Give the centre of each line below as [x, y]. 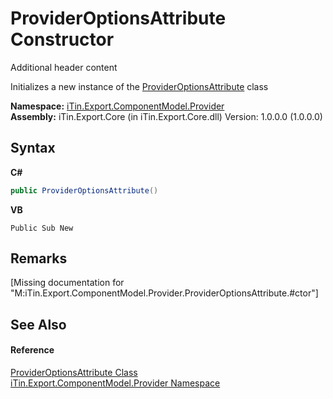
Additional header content [64, 67]
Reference [32, 350]
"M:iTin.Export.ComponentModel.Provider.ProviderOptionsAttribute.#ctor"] [164, 293]
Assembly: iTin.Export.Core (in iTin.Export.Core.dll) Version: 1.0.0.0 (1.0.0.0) [166, 116]
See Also [38, 324]
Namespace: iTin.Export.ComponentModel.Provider [117, 106]
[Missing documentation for [67, 283]
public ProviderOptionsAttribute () [84, 190]
